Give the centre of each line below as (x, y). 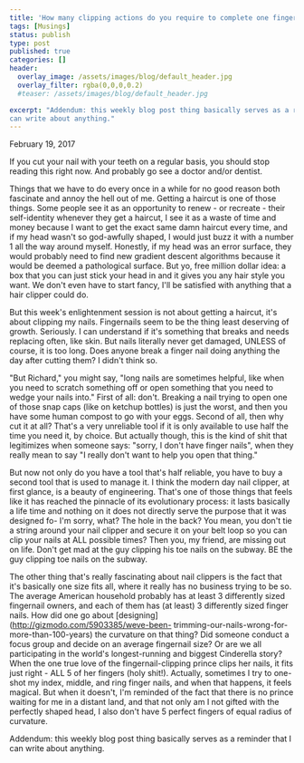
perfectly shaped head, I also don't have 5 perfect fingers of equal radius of (151, 711)
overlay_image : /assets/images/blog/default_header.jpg (125, 77)
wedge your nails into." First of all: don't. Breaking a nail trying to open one (148, 397)
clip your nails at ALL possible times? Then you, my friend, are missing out (148, 540)
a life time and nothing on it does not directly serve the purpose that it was (148, 511)
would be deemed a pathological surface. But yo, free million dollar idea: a (148, 266)
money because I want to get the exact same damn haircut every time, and (148, 227)
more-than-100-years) (51, 634)
